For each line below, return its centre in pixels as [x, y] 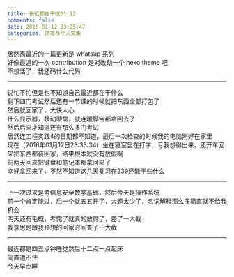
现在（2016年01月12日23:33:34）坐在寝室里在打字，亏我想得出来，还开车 [113, 145]
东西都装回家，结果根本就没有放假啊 [71, 154]
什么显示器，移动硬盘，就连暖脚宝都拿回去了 [71, 119]
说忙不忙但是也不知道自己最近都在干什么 [65, 93]
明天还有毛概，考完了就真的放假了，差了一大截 [74, 219]
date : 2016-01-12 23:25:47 [46, 27]
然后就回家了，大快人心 [41, 110]
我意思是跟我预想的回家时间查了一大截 [62, 227]
